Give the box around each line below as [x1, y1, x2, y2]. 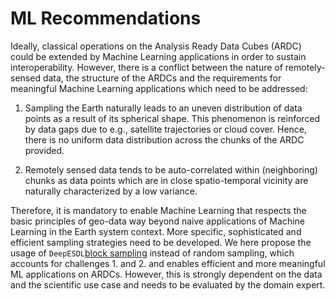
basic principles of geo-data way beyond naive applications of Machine [10, 215, 305, 227]
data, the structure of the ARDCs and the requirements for [42, 72, 282, 84]
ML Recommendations [10, 7, 202, 30]
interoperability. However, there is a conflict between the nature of [10, 61, 283, 73]
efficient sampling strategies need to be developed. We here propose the [10, 236, 312, 248]
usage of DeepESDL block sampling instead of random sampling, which [10, 247, 295, 259]
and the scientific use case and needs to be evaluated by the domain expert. [10, 278, 326, 291]
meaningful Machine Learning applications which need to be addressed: [10, 82, 308, 94]
